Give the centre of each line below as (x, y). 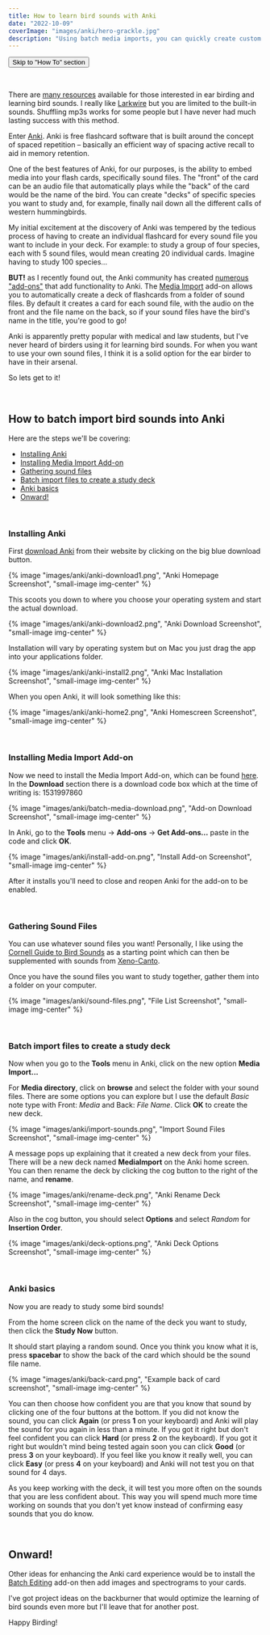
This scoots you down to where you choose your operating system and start (135, 600)
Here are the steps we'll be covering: (69, 438)
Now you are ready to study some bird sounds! (86, 1306)
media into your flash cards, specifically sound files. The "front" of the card (134, 178)
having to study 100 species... (58, 262)
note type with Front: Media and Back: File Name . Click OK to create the (128, 1105)
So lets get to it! (34, 378)
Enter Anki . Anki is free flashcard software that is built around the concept (131, 136)
